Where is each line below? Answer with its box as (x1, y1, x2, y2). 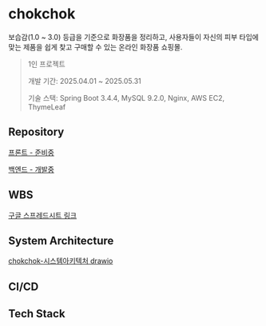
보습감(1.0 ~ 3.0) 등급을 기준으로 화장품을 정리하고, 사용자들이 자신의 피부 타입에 (8, 32, 260, 42)
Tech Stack (8, 307, 66, 320)
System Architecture (8, 233, 114, 248)
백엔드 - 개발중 (8, 165, 54, 174)
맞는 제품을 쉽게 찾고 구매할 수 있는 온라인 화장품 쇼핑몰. (8, 42, 183, 52)
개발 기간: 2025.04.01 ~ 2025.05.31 (27, 76, 141, 85)
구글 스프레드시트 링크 (8, 210, 77, 220)
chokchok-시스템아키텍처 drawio (8, 256, 113, 266)
